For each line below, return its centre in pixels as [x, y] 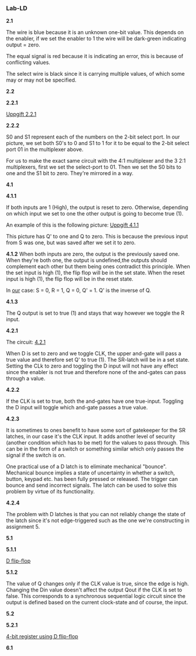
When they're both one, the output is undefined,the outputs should [87, 260]
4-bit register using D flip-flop [42, 637]
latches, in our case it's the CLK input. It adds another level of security [91, 436]
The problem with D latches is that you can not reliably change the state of [96, 514]
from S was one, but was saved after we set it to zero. [71, 243]
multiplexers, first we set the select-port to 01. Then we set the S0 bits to [94, 167]
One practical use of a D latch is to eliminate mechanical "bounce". [86, 467]
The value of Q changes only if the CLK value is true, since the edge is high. [97, 584]
